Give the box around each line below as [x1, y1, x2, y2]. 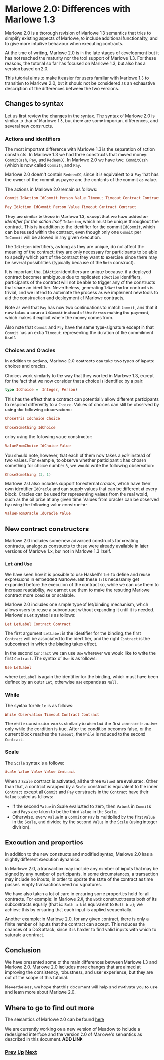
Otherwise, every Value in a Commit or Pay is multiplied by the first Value [12, 814, 155, 819]
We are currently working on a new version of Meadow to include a [5, 1026, 140, 1032]
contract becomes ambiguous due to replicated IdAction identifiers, [5, 274, 142, 280]
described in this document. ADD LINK [5, 1036, 83, 1042]
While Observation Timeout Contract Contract [5, 712, 99, 717]
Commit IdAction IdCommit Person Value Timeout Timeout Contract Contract [5, 196, 161, 201]
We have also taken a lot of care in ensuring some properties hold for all [5, 891, 150, 897]
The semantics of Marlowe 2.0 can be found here [5, 1016, 104, 1022]
